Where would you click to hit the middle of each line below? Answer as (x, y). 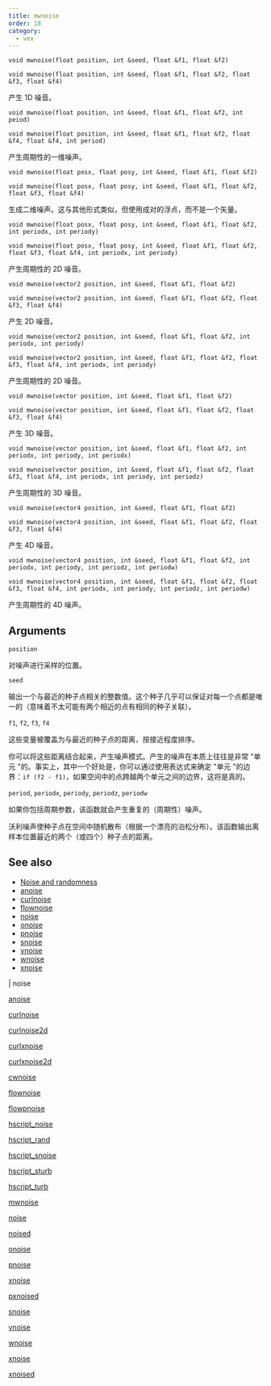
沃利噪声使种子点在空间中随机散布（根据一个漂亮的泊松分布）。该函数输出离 (134, 827)
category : (25, 31)
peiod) (19, 120)
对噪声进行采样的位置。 (47, 666)
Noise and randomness (59, 882)
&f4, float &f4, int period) (57, 141)
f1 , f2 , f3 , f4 (29, 723)
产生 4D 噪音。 (33, 545)
